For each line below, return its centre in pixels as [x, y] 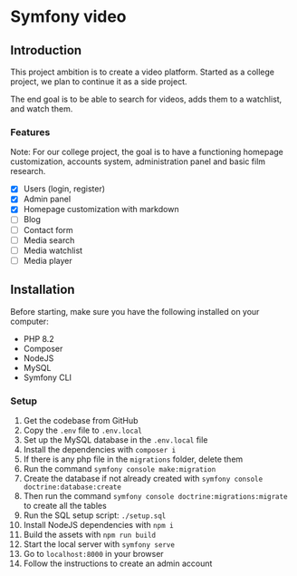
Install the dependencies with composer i [100, 449]
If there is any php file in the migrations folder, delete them [133, 459]
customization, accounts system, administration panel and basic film [138, 161]
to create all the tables [65, 505]
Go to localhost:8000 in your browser [93, 553]
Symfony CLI [47, 377]
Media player [48, 260]
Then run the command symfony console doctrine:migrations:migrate [155, 495]
